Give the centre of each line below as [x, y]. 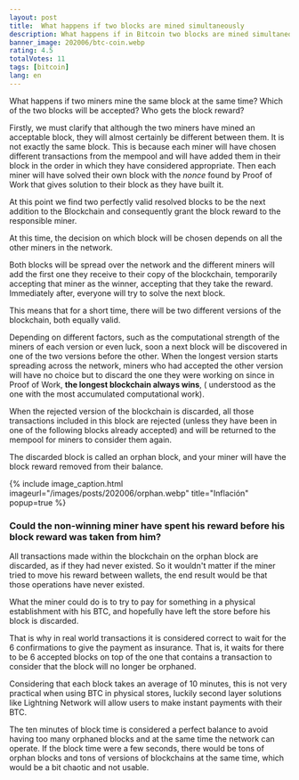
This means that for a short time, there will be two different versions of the [145, 310]
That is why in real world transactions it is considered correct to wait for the [148, 638]
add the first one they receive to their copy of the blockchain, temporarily [143, 274]
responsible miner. [43, 220]
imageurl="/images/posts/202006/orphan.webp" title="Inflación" [129, 493]
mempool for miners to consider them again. [90, 439]
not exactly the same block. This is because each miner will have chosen [143, 146]
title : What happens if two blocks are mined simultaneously [127, 26]
